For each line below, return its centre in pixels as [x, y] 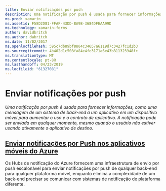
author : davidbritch [26, 32]
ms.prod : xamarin [23, 19]
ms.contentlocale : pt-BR [31, 60]
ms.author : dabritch [26, 37]
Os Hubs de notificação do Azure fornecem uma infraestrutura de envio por [82, 163]
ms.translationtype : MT [30, 55]
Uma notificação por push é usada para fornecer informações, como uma [81, 107]
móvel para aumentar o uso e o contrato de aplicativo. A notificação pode [81, 117]
